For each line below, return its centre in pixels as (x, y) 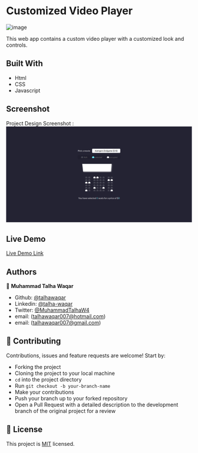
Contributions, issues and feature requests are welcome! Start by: (86, 355)
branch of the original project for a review (65, 411)
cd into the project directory (48, 379)
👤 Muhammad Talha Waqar (40, 286)
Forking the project (38, 367)
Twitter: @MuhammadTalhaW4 (52, 310)
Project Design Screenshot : (40, 123)
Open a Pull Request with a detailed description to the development (96, 405)
